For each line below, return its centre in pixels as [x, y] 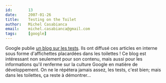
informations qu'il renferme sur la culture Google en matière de [72, 64]
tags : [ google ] [26, 34]
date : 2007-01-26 [28, 15]
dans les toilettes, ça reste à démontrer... [48, 75]
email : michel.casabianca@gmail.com [48, 29]
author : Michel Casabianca [36, 24]
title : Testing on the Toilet [41, 19]
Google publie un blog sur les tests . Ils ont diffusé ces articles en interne [81, 48]
